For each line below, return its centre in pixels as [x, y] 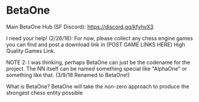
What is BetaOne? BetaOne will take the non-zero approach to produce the [98, 86]
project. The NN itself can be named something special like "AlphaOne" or [97, 68]
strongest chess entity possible [45, 93]
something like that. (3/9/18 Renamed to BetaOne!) [68, 75]
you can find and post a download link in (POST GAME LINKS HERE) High [96, 44]
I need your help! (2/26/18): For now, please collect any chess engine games [99, 38]
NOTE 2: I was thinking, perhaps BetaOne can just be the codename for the [98, 62]
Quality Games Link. [31, 50]
